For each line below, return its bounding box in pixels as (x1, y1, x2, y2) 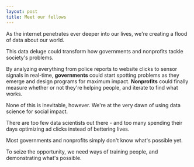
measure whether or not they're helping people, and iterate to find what (6, 84, 178, 91)
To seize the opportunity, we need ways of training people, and (6, 148, 158, 155)
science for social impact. (6, 108, 68, 115)
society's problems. (6, 54, 54, 61)
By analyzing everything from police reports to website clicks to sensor (6, 65, 178, 72)
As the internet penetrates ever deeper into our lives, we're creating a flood (6, 30, 188, 37)
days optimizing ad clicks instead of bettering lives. (6, 125, 130, 132)
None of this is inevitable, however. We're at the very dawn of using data (6, 101, 181, 108)
